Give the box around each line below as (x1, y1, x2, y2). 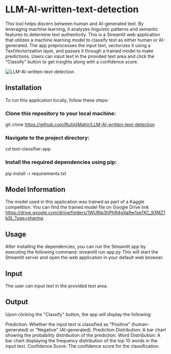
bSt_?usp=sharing (5, 215, 43, 221)
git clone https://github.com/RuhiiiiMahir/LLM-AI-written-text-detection (5, 121, 155, 128)
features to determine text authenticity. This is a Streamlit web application (5, 31, 160, 37)
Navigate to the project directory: (5, 134, 90, 141)
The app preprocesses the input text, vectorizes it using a (29, 42, 151, 48)
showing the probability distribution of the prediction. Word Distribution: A (5, 332, 161, 338)
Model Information (5, 185, 66, 194)
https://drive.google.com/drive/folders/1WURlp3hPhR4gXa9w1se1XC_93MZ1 (5, 210, 165, 216)
